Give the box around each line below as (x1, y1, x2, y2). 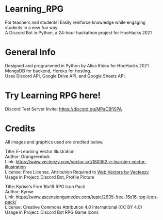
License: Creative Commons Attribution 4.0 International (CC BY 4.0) (5, 204, 142, 210)
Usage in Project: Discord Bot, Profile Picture (5, 174, 95, 180)
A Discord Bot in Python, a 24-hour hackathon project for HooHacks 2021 (5, 30, 152, 35)
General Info (5, 47, 56, 58)
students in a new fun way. (5, 24, 59, 30)
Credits (5, 123, 35, 134)
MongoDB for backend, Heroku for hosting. (5, 68, 91, 74)
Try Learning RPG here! (5, 90, 101, 101)
